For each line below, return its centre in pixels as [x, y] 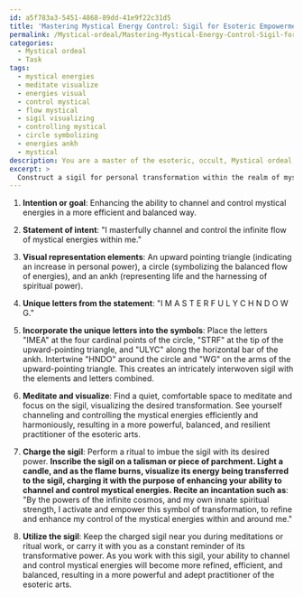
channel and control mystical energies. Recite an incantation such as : [155, 490]
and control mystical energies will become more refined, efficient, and [152, 565]
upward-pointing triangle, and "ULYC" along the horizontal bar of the [150, 350]
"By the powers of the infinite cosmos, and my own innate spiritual [146, 500]
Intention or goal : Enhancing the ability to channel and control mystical [154, 203]
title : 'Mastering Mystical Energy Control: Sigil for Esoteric [133, 26]
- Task [30, 60]
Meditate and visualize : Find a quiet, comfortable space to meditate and [157, 396]
